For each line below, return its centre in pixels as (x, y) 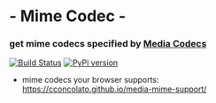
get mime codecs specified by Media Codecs (108, 44)
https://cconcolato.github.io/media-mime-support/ (114, 89)
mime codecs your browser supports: (90, 80)
